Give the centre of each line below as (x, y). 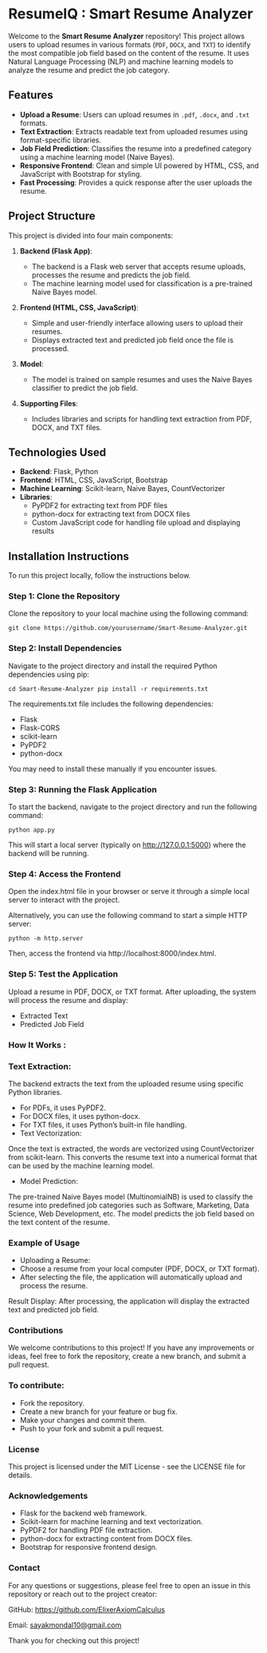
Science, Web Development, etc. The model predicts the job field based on (132, 1213)
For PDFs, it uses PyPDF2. (63, 1108)
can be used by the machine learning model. (81, 1165)
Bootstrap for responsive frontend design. (88, 1547)
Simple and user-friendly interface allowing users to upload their (137, 323)
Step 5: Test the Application (63, 974)
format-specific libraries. (61, 140)
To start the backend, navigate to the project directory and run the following (133, 807)
